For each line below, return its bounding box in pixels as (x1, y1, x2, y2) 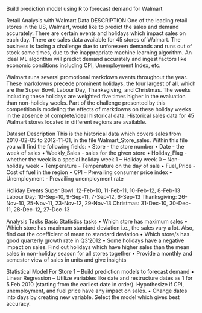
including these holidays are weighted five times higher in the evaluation (6, 93, 186, 100)
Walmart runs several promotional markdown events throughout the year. (6, 74, 188, 80)
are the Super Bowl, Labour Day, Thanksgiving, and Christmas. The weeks (6, 86, 191, 93)
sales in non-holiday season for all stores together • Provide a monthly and (6, 250, 193, 257)
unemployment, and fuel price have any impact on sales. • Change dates (6, 287, 188, 294)
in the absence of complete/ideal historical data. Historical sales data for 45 (6, 112, 195, 119)
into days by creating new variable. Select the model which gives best (6, 294, 180, 301)
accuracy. (6, 300, 31, 307)
